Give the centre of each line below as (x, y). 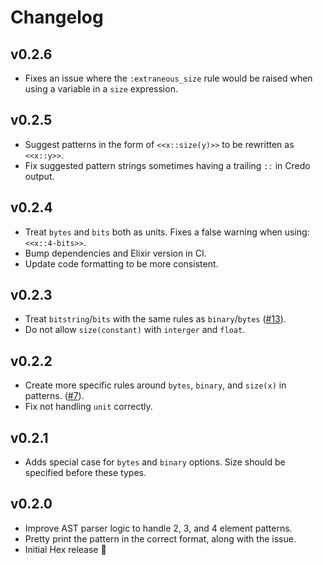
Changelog (57, 17)
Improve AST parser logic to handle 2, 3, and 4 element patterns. (158, 528)
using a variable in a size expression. (101, 89)
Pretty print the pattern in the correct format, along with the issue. (160, 538)
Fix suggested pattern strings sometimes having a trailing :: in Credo (167, 165)
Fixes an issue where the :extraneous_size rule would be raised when (168, 78)
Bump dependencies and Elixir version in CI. (115, 253)
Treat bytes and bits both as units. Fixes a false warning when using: (167, 232)
